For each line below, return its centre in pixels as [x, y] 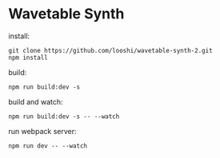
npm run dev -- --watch [48, 146]
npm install [28, 57]
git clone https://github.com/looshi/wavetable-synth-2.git [111, 50]
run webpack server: [42, 131]
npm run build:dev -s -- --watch [64, 117]
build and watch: [36, 101]
